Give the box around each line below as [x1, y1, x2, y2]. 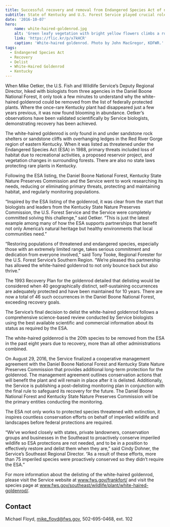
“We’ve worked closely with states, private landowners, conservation [5, 430, 149, 435]
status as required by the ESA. [5, 325, 68, 331]
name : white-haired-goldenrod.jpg [14, 26, 87, 31]
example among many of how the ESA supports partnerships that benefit [5, 220, 157, 226]
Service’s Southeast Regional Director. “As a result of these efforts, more [5, 451, 156, 457]
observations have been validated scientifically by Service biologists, [5, 115, 149, 121]
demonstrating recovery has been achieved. [5, 120, 98, 126]
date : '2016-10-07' [5, 17, 47, 22]
